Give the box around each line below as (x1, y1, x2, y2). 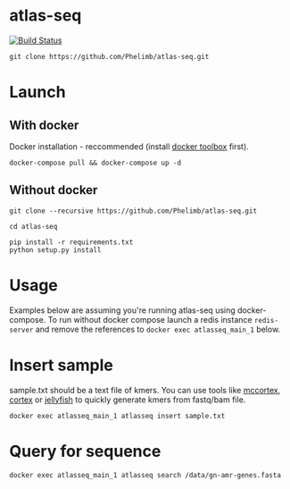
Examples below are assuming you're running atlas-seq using (9, 305, 236, 316)
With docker (9, 117, 79, 132)
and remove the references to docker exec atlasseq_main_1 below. (35, 324, 281, 334)
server (9, 325, 34, 334)
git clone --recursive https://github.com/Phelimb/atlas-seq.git (9, 207, 257, 215)
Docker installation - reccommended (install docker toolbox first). (9, 140, 250, 152)
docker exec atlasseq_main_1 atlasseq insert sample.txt (9, 411, 226, 420)
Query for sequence (9, 441, 162, 461)
